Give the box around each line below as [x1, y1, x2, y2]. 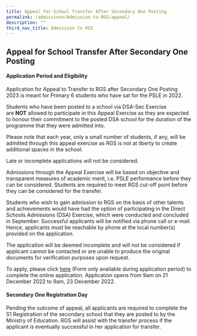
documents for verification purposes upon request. [6, 254, 130, 261]
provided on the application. [6, 230, 75, 237]
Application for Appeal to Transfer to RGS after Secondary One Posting [6, 85, 178, 92]
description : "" [6, 19, 46, 25]
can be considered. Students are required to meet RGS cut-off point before [6, 181, 188, 188]
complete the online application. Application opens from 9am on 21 [6, 271, 168, 278]
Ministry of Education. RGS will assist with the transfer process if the [6, 317, 172, 324]
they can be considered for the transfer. [6, 187, 103, 194]
